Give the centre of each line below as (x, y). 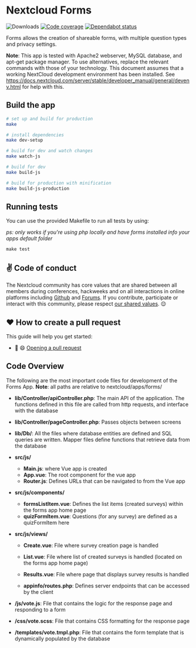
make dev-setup (25, 140)
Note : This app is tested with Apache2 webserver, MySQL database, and (94, 55)
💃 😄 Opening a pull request (48, 348)
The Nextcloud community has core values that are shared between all (92, 285)
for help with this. (43, 86)
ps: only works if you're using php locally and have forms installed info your (98, 232)
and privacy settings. (31, 44)
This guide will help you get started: (49, 336)
